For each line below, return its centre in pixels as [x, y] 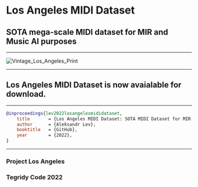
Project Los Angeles [35, 161]
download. [26, 94]
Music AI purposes [42, 41]
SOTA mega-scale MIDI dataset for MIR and [87, 32]
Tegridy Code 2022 [34, 177]
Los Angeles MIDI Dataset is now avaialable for [94, 85]
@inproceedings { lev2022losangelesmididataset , [64, 113]
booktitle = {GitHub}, [47, 130]
